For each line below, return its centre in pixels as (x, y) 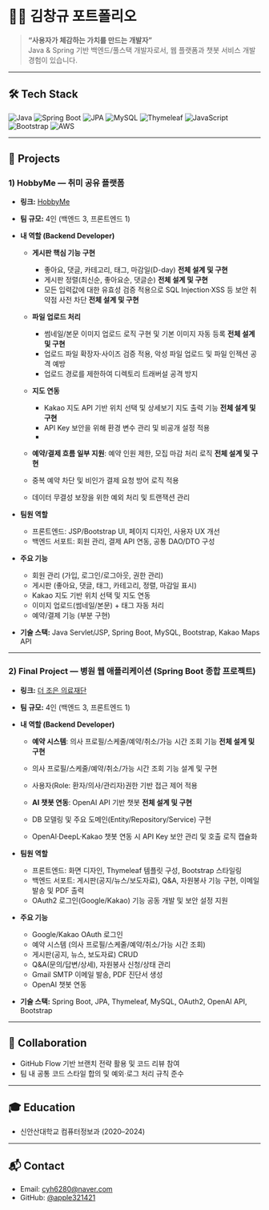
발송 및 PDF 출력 (58, 890)
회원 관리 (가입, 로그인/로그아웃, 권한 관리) (98, 575)
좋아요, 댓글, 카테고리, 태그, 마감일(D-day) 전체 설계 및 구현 (136, 270)
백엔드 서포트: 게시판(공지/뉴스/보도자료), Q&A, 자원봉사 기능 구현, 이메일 (146, 880)
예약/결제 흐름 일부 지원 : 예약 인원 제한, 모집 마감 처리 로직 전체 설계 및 (141, 454)
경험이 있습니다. (52, 60)
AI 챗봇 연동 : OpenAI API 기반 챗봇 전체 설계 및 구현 (112, 802)
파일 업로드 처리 (56, 317)
